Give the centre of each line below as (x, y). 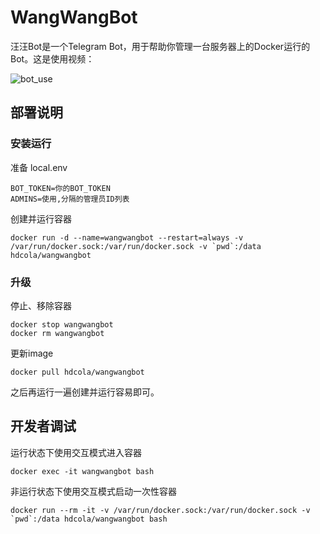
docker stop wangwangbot (62, 324)
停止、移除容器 (41, 305)
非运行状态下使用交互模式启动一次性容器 (93, 491)
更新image (32, 353)
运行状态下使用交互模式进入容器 (76, 452)
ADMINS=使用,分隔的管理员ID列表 (70, 199)
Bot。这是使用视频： (52, 58)
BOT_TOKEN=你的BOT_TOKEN (60, 188)
